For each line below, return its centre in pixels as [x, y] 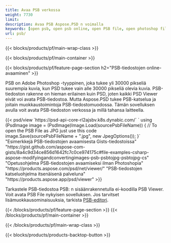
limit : [12, 19]
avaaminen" [18, 73]
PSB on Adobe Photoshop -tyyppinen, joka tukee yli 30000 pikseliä [76, 83]
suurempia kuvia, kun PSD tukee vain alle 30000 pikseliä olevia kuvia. [78, 88]
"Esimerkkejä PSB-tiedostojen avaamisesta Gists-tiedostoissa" [71, 141]
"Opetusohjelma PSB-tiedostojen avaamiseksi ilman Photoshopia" [74, 163]
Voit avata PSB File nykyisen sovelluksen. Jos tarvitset [62, 194]
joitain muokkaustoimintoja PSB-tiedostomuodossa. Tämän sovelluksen [80, 104]
